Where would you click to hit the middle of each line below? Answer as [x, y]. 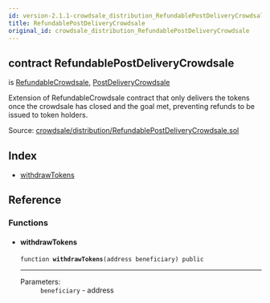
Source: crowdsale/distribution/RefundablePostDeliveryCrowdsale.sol [124, 131]
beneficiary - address [77, 290]
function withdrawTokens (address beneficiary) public [112, 259]
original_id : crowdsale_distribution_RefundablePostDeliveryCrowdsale [129, 30]
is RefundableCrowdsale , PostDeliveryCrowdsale [89, 83]
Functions [28, 223]
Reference [35, 200]
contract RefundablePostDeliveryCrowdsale [121, 63]
